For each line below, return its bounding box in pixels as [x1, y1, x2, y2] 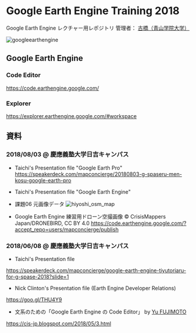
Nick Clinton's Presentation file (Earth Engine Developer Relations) [14, 285, 176, 292]
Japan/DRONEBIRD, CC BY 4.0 [14, 220, 90, 227]
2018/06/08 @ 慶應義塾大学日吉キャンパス [6, 241, 129, 250]
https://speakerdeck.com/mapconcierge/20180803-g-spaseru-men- [14, 170, 182, 178]
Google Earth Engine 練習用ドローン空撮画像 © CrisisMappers [14, 213, 166, 220]
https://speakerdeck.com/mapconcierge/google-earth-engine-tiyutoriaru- [6, 267, 187, 274]
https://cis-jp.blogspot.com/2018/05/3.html [6, 320, 112, 327]
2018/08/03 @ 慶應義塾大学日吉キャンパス [6, 151, 129, 159]
